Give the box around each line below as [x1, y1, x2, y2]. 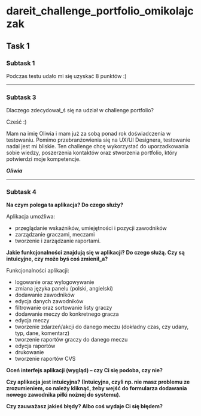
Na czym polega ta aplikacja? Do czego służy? [6, 201, 124, 208]
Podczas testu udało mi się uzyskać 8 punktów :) [6, 72, 127, 79]
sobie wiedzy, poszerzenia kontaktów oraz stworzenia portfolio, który [6, 149, 178, 157]
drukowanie [14, 349, 44, 356]
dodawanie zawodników [14, 291, 75, 298]
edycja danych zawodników [14, 298, 84, 305]
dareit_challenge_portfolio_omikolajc [6, 4, 194, 18]
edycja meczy [14, 317, 50, 324]
